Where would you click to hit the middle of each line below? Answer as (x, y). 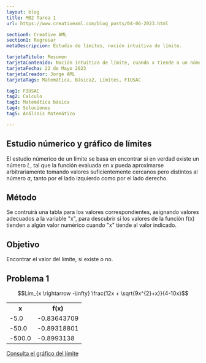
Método (21, 197)
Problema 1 (28, 279)
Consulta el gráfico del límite (42, 353)
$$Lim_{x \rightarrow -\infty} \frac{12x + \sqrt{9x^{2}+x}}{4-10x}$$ (103, 293)
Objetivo (23, 244)
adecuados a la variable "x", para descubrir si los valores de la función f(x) (101, 219)
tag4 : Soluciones (29, 108)
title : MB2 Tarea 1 (31, 18)
